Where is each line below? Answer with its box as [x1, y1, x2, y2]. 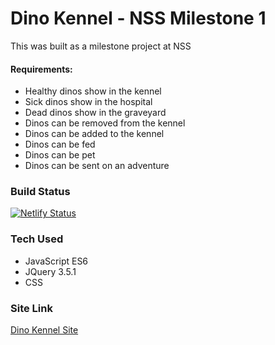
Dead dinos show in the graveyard [24, 107, 167, 119]
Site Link [10, 301, 53, 315]
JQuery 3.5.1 [24, 265, 77, 277]
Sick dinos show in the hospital [24, 96, 153, 108]
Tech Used [10, 232, 64, 246]
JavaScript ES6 [24, 255, 89, 267]
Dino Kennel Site [10, 324, 79, 336]
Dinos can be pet [24, 149, 96, 161]
